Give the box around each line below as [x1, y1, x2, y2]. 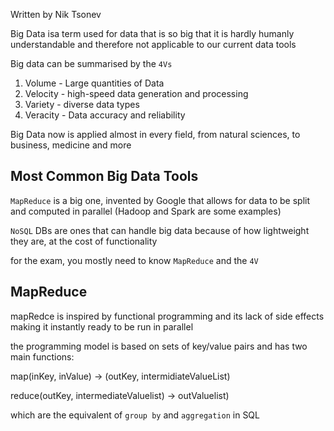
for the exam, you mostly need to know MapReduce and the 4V [10, 254, 259, 266]
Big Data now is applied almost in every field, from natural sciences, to [10, 129, 301, 140]
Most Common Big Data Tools [10, 168, 199, 185]
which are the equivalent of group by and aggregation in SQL [10, 409, 260, 421]
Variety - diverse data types [24, 99, 140, 110]
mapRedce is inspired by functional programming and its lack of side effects [10, 310, 325, 322]
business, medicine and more [10, 139, 132, 151]
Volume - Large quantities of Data [24, 77, 165, 89]
